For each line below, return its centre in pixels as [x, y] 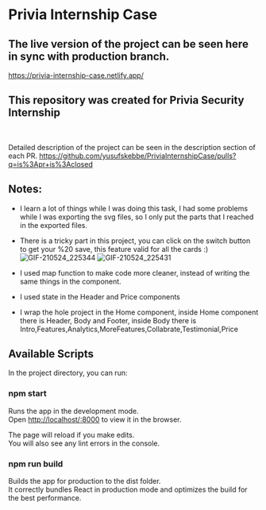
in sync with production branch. [89, 56]
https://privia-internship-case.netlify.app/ [76, 75]
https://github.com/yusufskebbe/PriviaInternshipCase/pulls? [138, 156]
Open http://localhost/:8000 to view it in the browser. [95, 419]
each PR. [23, 156]
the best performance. [45, 498]
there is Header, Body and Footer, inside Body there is [108, 320]
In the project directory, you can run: [68, 373]
